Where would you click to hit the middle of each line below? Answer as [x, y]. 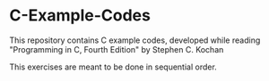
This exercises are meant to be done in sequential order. [113, 67]
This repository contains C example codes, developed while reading [135, 40]
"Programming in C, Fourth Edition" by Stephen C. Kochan [117, 49]
